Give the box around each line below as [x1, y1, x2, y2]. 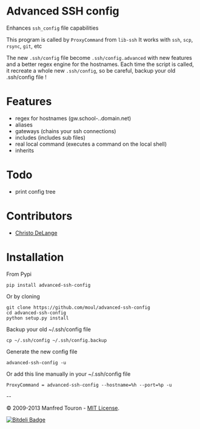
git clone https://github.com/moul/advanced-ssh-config [6, 304, 150, 310]
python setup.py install [6, 315, 69, 321]
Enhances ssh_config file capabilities [6, 24, 99, 31]
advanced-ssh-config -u [6, 359, 67, 365]
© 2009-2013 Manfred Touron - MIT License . [6, 404, 120, 411]
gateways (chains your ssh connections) [15, 127, 116, 134]
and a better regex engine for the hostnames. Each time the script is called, [6, 61, 194, 68]
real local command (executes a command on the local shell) [15, 140, 167, 148]
